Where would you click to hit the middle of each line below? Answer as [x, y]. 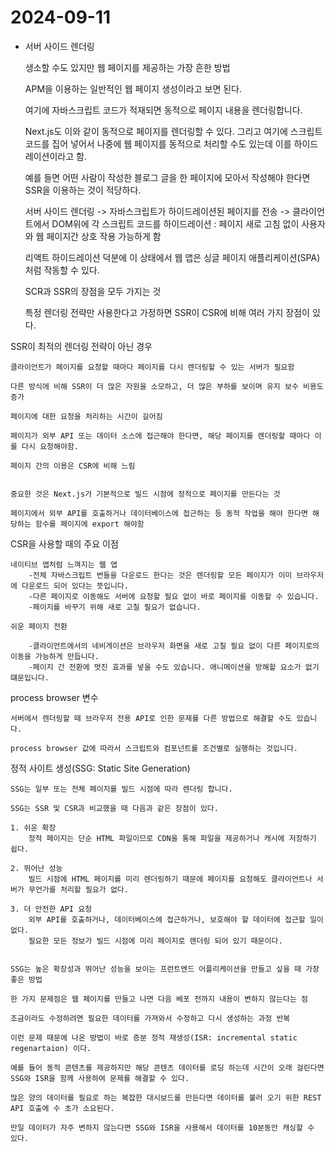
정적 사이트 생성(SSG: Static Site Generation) [100, 768]
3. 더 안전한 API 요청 [51, 909]
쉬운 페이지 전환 [39, 626]
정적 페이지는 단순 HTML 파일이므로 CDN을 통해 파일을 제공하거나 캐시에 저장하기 [172, 838]
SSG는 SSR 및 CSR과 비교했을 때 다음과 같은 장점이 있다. [114, 808]
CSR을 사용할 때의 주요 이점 [64, 543]
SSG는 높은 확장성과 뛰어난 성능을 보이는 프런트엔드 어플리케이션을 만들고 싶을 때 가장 [165, 969]
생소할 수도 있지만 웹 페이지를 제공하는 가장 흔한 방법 [127, 67]
